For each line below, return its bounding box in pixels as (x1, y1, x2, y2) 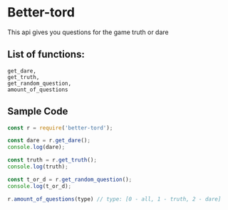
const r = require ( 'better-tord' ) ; (7, 124, 113, 132)
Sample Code (7, 105, 68, 117)
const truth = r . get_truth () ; (7, 157, 98, 164)
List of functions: (7, 48, 85, 61)
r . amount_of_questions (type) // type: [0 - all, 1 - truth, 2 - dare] (7, 195, 222, 203)
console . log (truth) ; (7, 163, 69, 171)
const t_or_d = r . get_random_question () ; (7, 176, 133, 183)
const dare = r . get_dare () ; (7, 137, 91, 145)
